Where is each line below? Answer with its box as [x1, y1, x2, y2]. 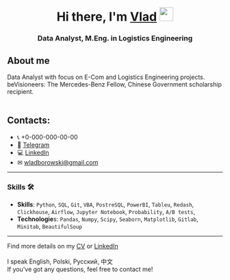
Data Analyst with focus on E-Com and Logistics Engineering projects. [7, 73, 205, 81]
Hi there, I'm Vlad [56, 9, 157, 25]
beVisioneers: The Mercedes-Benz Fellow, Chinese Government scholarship [7, 80, 222, 89]
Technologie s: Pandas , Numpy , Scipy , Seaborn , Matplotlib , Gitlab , [16, 215, 199, 223]
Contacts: [7, 115, 51, 126]
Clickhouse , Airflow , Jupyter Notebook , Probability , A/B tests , [16, 208, 196, 216]
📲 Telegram [16, 141, 50, 149]
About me [7, 55, 50, 67]
